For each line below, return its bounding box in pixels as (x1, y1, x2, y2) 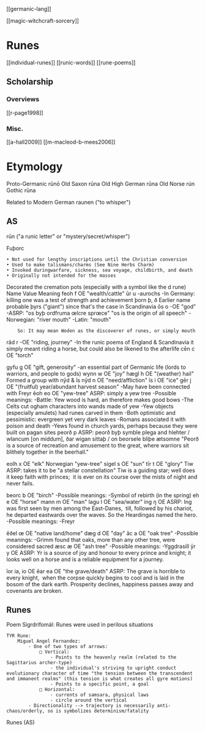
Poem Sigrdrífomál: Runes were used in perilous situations (6, 621, 154, 629)
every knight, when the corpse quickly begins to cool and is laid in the (6, 574, 185, 581)
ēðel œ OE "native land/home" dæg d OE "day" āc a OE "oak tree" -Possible (6, 529, 199, 536)
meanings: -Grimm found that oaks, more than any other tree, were (6, 536, 176, 543)
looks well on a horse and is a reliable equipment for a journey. (6, 555, 164, 563)
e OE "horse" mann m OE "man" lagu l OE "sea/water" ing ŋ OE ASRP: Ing (6, 498, 192, 505)
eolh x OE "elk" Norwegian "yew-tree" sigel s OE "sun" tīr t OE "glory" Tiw (6, 460, 194, 467)
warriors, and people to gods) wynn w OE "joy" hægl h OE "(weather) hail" (6, 369, 194, 377)
